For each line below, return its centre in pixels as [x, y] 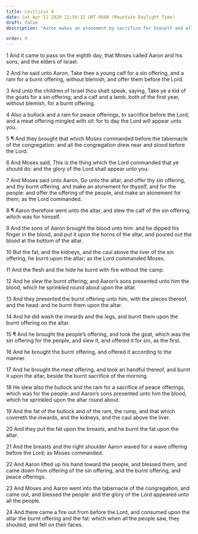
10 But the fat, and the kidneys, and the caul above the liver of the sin [90, 252]
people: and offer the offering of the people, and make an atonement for [94, 193]
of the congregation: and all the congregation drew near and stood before [96, 145]
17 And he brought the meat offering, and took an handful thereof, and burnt [98, 370]
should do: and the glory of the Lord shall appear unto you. [77, 169]
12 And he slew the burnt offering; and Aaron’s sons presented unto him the [98, 281]
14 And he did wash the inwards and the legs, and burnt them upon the [92, 317]
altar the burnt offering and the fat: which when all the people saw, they [93, 519]
